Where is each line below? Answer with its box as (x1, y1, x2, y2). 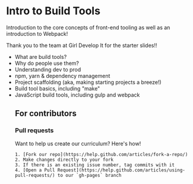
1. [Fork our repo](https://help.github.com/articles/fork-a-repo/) (14, 151, 188, 157)
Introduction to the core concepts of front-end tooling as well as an (6, 24, 170, 31)
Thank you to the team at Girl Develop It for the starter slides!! (6, 42, 157, 49)
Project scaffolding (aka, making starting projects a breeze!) (14, 79, 162, 86)
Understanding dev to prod (14, 66, 81, 73)
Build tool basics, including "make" (14, 85, 100, 92)
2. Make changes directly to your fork (14, 157, 114, 163)
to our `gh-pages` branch (57, 172, 122, 178)
